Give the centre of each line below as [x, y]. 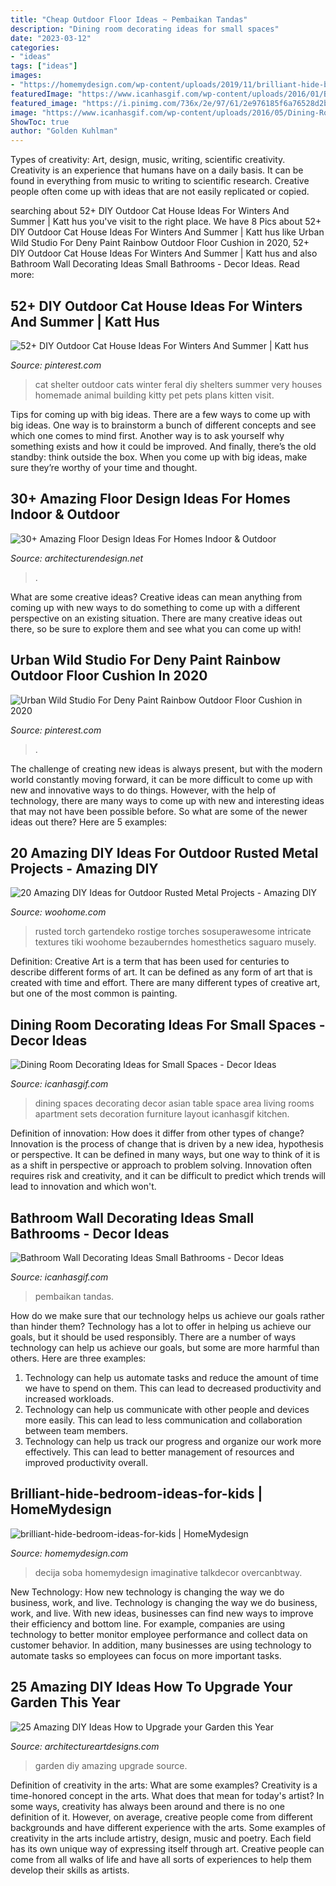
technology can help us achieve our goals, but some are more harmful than [165, 1347]
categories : [35, 47]
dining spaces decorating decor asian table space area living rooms [174, 1103]
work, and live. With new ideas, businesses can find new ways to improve [162, 1613]
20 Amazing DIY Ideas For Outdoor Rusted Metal [164, 852]
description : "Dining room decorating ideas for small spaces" [145, 29]
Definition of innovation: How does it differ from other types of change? [157, 1133]
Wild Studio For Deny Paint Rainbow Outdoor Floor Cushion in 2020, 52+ [160, 243]
